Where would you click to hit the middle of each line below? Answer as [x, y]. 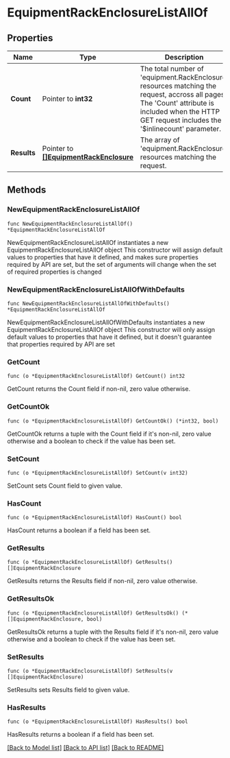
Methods [27, 190]
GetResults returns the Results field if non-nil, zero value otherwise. [102, 581]
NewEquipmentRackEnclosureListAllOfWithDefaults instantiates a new [106, 322]
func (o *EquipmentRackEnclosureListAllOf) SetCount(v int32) [98, 473]
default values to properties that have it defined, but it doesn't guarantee [110, 337]
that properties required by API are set [61, 344]
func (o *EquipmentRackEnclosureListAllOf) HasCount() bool [95, 518]
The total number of [172, 69]
